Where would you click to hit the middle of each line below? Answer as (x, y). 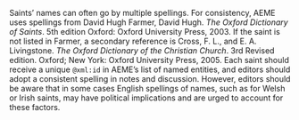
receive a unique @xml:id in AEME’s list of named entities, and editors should (150, 69)
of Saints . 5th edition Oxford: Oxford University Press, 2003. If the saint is (145, 32)
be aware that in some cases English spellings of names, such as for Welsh (147, 88)
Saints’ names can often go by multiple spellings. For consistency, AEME (142, 13)
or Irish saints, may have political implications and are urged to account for (146, 98)
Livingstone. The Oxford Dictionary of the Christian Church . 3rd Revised (142, 51)
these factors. (35, 107)
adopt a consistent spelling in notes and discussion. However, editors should (150, 79)
